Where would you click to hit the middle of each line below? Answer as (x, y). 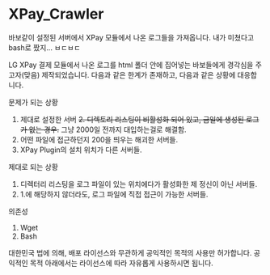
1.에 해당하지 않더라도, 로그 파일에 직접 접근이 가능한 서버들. (114, 194)
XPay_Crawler (56, 14)
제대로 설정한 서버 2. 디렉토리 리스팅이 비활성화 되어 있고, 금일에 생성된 (132, 119)
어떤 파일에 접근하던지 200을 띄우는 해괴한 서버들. (99, 139)
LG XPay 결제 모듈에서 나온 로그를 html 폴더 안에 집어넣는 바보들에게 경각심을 (131, 65)
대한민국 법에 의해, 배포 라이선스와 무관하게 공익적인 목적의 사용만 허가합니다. (130, 252)
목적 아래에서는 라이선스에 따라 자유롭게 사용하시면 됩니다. (122, 263)
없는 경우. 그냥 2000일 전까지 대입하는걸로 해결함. (108, 129)
